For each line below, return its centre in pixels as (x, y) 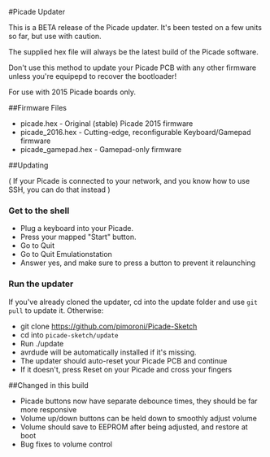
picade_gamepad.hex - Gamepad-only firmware (101, 149)
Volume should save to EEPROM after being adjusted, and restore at (134, 427)
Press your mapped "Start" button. (78, 237)
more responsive (48, 409)
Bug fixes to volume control (66, 444)
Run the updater (41, 284)
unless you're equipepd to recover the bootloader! (93, 76)
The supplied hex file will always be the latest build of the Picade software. (133, 52)
